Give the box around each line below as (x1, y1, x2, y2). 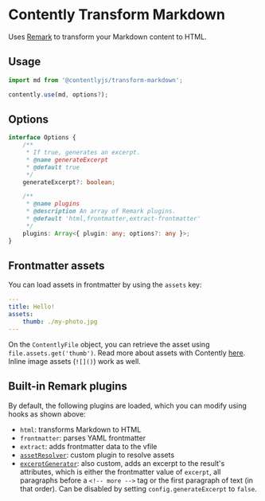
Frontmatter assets (8, 259, 105, 272)
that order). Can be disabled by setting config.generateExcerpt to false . (19, 483, 257, 493)
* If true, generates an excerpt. (25, 149, 141, 157)
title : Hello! (8, 303, 56, 311)
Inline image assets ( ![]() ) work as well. (8, 356, 141, 366)
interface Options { (8, 134, 77, 142)
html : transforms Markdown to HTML (19, 425, 142, 434)
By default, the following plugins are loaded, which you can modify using (8, 401, 247, 410)
